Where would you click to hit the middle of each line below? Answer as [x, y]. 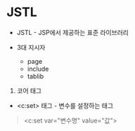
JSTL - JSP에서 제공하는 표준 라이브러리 [73, 32]
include [38, 69]
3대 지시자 [31, 47]
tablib [36, 76]
